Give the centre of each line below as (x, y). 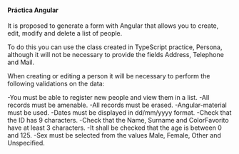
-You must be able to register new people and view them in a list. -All (108, 98)
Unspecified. (26, 143)
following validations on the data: (56, 84)
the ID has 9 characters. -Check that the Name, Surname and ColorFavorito (118, 120)
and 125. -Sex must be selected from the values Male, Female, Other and (114, 135)
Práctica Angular (33, 10)
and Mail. (21, 62)
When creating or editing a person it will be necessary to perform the (109, 76)
